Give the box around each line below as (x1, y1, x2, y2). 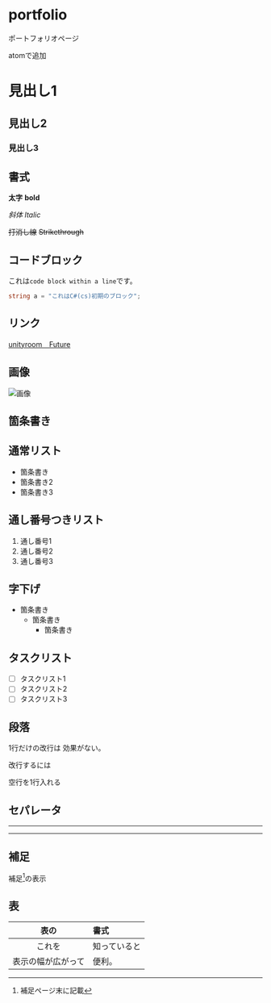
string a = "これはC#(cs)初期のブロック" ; (8, 292, 141, 300)
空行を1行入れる (8, 777, 61, 788)
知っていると (92, 941, 141, 952)
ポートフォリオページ (8, 33, 79, 43)
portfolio (8, 6, 68, 24)
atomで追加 (8, 50, 47, 60)
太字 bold (8, 193, 40, 203)
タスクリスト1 (19, 674, 66, 683)
